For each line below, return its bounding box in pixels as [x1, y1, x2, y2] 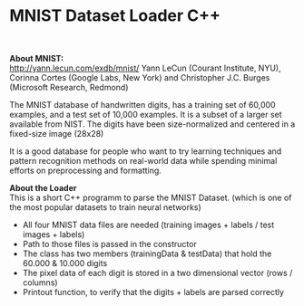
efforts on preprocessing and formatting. [9, 165, 162, 176]
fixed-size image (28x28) [9, 128, 104, 139]
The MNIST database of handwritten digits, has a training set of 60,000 [9, 99, 276, 110]
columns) [22, 277, 58, 288]
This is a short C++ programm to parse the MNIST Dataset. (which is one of [9, 192, 292, 203]
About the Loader [9, 182, 77, 193]
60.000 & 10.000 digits [22, 257, 108, 268]
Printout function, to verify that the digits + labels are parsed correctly [22, 286, 284, 297]
